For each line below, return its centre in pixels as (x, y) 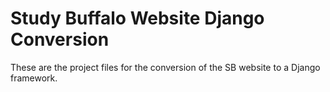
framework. (34, 78)
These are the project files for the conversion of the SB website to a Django (165, 67)
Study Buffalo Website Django (137, 18)
